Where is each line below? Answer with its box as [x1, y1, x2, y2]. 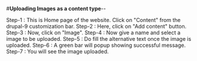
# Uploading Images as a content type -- [6, 5, 106, 12]
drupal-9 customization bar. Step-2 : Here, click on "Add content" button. [6, 23, 187, 30]
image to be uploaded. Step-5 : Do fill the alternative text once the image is [6, 36, 192, 42]
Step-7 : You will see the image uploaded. [6, 48, 109, 55]
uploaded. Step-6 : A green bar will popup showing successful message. [6, 41, 186, 49]
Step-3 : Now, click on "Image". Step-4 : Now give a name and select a [6, 29, 181, 36]
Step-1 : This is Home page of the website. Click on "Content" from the [6, 17, 181, 23]
